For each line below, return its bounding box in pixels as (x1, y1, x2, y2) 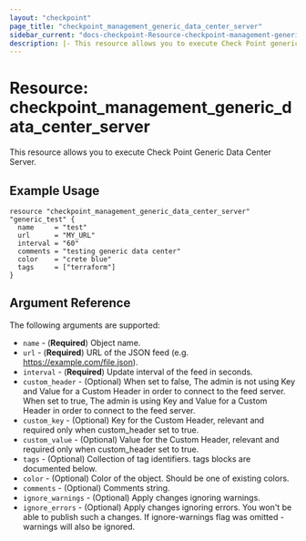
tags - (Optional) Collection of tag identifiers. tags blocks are (22, 453, 251, 464)
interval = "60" (17, 239, 79, 248)
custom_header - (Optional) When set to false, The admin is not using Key (22, 375, 296, 387)
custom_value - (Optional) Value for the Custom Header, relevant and (22, 434, 280, 444)
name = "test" (17, 223, 88, 232)
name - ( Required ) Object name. (22, 337, 141, 348)
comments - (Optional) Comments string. (22, 482, 170, 493)
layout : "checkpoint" (9, 13, 92, 23)
